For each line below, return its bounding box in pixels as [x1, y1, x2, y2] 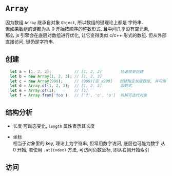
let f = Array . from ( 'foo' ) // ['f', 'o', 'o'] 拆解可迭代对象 [10, 93, 147, 98]
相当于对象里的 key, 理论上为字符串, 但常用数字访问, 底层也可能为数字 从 [12, 140, 166, 146]
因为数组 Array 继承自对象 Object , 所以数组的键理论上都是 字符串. [5, 19, 143, 25]
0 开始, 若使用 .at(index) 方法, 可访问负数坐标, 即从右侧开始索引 [12, 146, 149, 152]
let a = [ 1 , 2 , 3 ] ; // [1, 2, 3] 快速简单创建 [10, 69, 144, 74]
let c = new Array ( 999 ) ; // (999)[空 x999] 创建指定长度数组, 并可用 [10, 79, 166, 84]
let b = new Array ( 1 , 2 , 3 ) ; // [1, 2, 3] [10, 73, 102, 79]
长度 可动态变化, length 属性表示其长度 [12, 123, 95, 129]
